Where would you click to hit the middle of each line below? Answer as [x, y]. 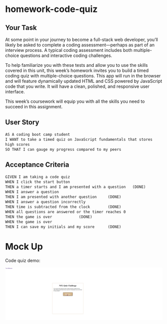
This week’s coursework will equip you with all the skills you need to [75, 101]
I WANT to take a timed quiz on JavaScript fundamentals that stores [79, 139]
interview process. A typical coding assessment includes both [69, 50]
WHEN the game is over [29, 222]
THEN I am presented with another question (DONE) [63, 197]
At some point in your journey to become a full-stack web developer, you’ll [82, 39]
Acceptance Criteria [37, 165]
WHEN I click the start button [38, 182]
